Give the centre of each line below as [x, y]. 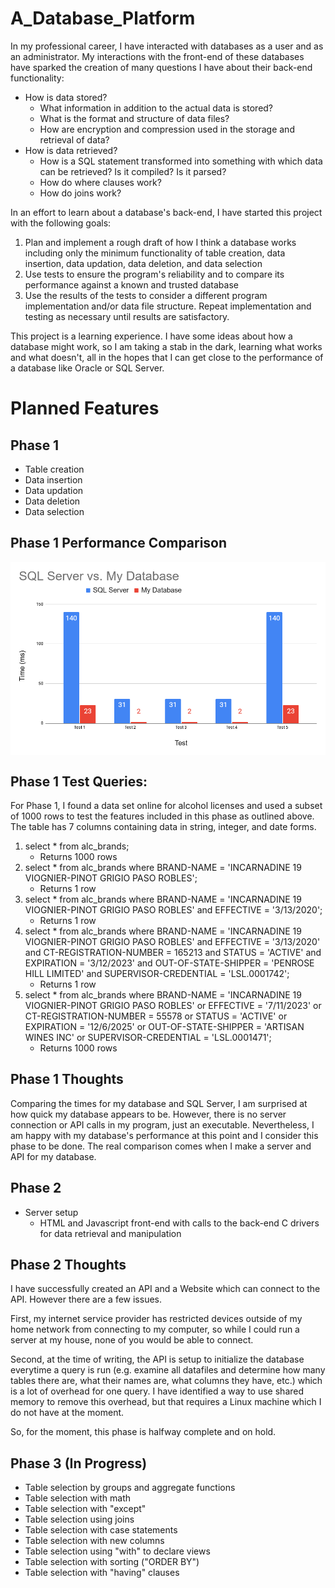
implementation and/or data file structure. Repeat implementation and [168, 306]
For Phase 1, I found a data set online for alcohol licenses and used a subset [166, 805]
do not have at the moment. [67, 1413]
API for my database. [53, 1156]
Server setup [51, 1212]
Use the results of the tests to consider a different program [146, 295]
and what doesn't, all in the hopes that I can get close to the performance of [167, 357]
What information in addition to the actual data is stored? [156, 108]
